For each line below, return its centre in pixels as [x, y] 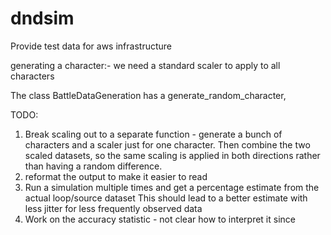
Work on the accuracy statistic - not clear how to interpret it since [160, 219]
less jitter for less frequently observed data [113, 208]
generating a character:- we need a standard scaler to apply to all [145, 65]
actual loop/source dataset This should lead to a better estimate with [166, 198]
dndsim [42, 18]
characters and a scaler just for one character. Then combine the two [167, 144]
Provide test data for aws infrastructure [91, 46]
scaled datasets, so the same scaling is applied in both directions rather [172, 155]
